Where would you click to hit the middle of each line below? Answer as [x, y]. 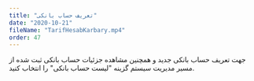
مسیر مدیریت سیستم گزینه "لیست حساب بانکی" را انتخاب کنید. [102, 68]
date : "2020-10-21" [41, 23]
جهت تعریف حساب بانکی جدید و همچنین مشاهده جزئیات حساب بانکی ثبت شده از [127, 60]
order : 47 [25, 37]
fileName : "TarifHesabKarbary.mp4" [67, 30]
